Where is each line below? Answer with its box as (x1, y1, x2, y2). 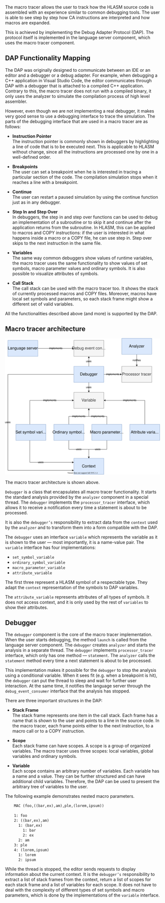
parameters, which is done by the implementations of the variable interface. (5, 892, 160, 898)
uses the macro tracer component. (5, 40, 75, 46)
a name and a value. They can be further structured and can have (12, 773, 145, 779)
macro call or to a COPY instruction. (12, 728, 85, 734)
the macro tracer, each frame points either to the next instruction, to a (12, 723, 154, 729)
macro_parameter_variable (12, 565, 65, 570)
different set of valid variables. (12, 301, 74, 307)
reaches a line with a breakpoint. (12, 179, 79, 185)
